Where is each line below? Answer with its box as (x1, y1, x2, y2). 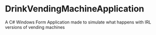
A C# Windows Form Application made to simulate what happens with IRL (5, 19, 151, 25)
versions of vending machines (5, 24, 65, 30)
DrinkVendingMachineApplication (5, 3, 144, 14)
